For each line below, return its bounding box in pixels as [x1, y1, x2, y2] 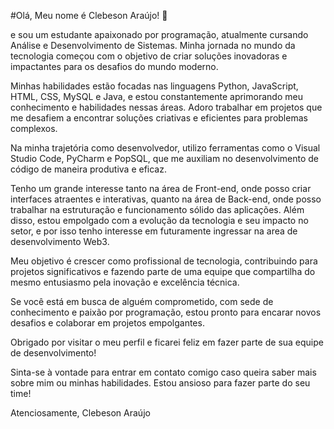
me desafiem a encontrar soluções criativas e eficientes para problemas [10, 112, 308, 124]
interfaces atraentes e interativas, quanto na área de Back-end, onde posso [10, 193, 322, 205]
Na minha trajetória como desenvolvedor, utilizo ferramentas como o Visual [10, 142, 321, 154]
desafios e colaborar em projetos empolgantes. [10, 317, 205, 329]
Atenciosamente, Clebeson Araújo [10, 407, 151, 419]
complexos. [10, 123, 58, 134]
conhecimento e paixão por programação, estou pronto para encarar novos [10, 306, 322, 318]
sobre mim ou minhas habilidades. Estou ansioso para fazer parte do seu [10, 377, 311, 389]
